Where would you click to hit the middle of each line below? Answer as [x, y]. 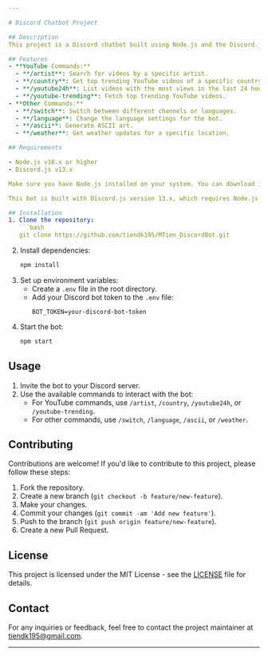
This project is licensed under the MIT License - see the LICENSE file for [127, 574]
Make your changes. [53, 505]
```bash [32, 228]
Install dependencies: [55, 250]
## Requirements [35, 148]
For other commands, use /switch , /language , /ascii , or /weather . [140, 419]
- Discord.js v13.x [41, 169]
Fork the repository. [52, 487]
